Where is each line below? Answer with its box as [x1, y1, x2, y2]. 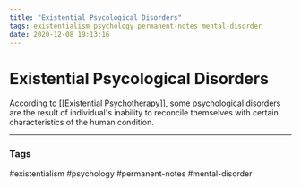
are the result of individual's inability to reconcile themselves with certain [9, 107, 279, 118]
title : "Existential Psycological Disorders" [9, 13, 182, 22]
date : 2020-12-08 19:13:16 [9, 30, 110, 38]
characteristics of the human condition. [9, 117, 155, 128]
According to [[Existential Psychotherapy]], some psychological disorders [9, 98, 281, 108]
